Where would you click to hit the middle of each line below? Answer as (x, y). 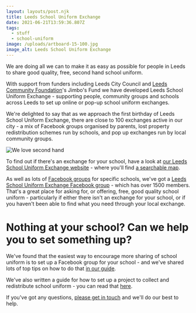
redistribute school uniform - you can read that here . (69, 286)
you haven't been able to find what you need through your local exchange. (96, 204)
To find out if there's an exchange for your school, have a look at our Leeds (97, 161)
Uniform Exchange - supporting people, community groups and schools (93, 96)
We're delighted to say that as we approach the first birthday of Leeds (90, 113)
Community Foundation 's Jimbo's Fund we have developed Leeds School (94, 90)
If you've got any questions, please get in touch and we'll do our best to (92, 297)
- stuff (21, 33)
